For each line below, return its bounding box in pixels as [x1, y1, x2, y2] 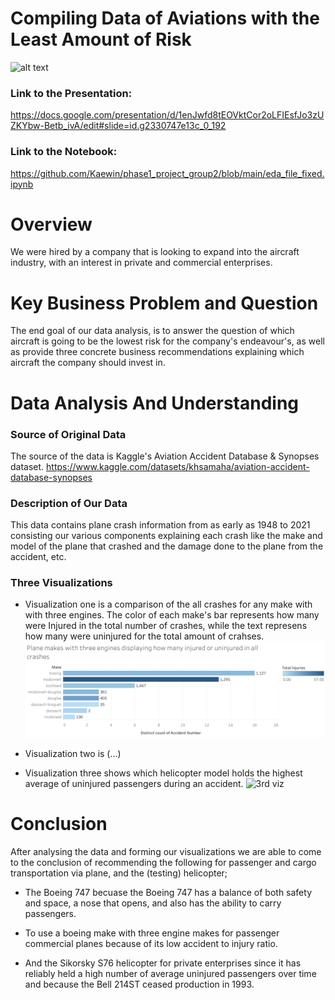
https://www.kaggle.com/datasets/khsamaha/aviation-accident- [46, 460, 310, 472]
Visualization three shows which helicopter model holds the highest [24, 767, 303, 779]
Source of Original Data [10, 427, 127, 441]
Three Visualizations [10, 576, 113, 590]
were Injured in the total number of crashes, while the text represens [24, 620, 308, 632]
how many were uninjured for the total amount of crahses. [24, 630, 265, 642]
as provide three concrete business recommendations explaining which [10, 346, 305, 358]
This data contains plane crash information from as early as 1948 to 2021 [10, 519, 311, 531]
